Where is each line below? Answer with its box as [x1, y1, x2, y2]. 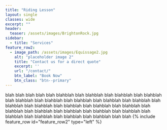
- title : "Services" [10, 40, 53, 46]
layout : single [5, 12, 38, 17]
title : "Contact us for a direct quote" [14, 59, 101, 64]
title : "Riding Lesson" [5, 7, 56, 13]
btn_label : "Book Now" [14, 73, 62, 78]
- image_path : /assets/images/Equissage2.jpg [10, 50, 108, 55]
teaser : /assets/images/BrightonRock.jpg [10, 31, 99, 36]
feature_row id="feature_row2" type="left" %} [5, 118, 102, 124]
